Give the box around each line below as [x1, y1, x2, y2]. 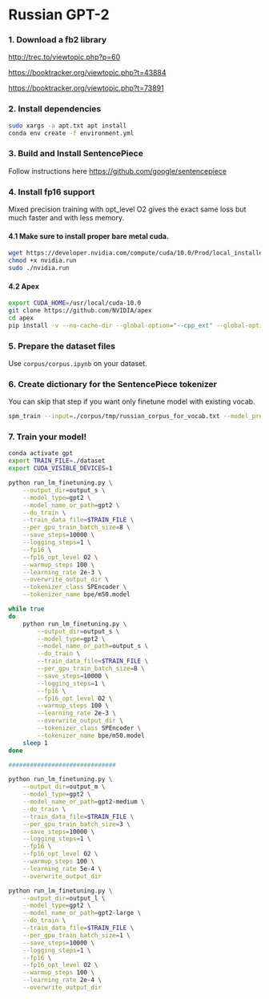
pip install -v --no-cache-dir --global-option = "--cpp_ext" [8, 321, 214, 329]
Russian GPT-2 [8, 6, 110, 24]
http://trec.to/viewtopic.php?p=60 [8, 52, 121, 62]
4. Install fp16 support [8, 186, 95, 197]
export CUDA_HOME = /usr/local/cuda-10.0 [8, 299, 142, 308]
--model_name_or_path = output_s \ [37, 643, 149, 651]
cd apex [8, 314, 34, 322]
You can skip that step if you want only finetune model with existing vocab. [8, 397, 255, 406]
